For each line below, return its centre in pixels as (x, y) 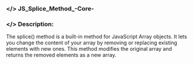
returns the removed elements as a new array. (61, 55)
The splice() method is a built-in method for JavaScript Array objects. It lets (97, 37)
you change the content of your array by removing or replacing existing (92, 43)
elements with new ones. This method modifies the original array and (89, 49)
